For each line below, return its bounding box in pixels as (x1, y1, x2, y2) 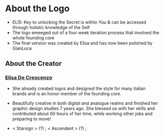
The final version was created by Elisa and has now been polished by (12, 40, 153, 46)
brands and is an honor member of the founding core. (12, 90, 122, 96)
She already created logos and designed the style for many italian (12, 85, 146, 91)
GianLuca (12, 45, 32, 51)
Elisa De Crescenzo (5, 74, 53, 81)
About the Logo (5, 3, 70, 14)
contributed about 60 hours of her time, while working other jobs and (12, 110, 153, 116)
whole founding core (12, 35, 55, 41)
